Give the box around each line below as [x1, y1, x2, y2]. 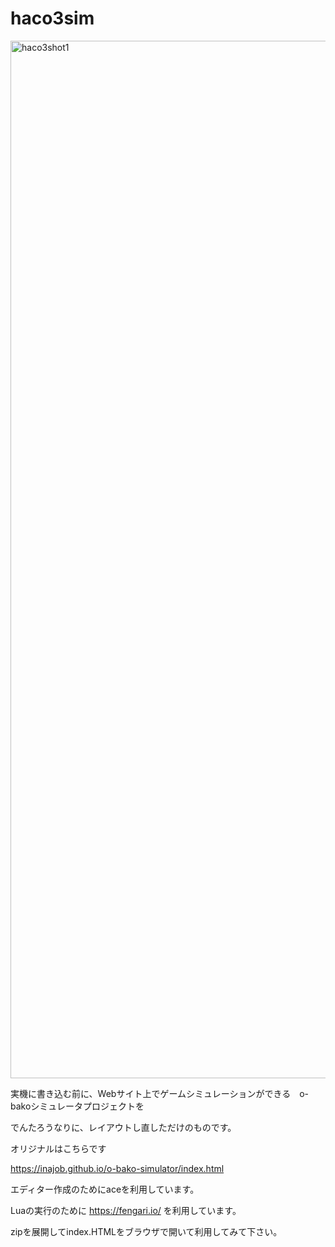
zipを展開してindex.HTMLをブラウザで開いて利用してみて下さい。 [10, 1225, 283, 1237]
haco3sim [10, 7, 95, 30]
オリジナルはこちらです [10, 1142, 107, 1154]
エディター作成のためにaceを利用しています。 [10, 1183, 200, 1195]
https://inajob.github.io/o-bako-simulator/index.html [10, 1162, 225, 1174]
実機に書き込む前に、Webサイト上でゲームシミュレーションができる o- [10, 1087, 309, 1099]
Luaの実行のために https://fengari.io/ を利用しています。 [10, 1204, 242, 1216]
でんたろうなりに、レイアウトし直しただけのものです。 [10, 1121, 237, 1133]
